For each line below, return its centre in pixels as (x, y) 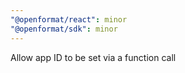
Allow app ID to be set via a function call (93, 57)
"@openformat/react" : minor (69, 19)
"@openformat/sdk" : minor (64, 29)
